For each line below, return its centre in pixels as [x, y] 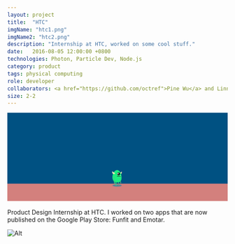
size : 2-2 [22, 96]
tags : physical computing [45, 73]
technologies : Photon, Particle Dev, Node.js [74, 59]
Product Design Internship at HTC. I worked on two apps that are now [107, 213]
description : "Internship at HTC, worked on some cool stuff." [101, 44]
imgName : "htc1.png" [37, 29]
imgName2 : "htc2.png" [39, 37]
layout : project [31, 15]
